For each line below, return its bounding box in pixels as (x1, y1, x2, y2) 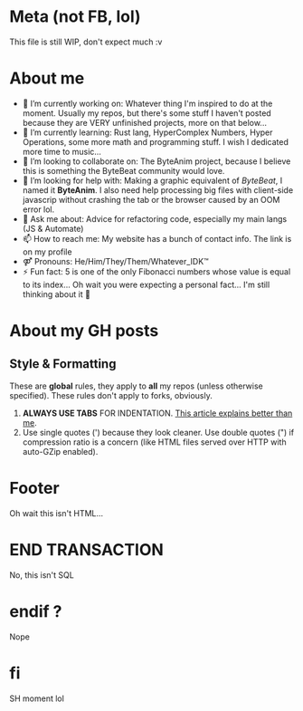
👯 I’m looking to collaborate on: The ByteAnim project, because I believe (22, 156, 291, 167)
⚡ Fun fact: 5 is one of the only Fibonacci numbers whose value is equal (22, 265, 291, 277)
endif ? (9, 601, 62, 621)
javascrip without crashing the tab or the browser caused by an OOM (22, 194, 280, 205)
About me (9, 68, 85, 89)
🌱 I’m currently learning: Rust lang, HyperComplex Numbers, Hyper (22, 127, 273, 138)
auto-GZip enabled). (22, 446, 99, 456)
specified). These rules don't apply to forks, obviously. (9, 389, 213, 400)
